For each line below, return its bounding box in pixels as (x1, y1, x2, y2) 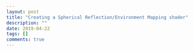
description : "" (6, 20, 47, 26)
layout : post (6, 8, 39, 15)
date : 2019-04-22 (6, 25, 50, 32)
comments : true (6, 36, 45, 42)
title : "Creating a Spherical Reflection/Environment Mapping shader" (6, 14, 189, 20)
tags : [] (6, 31, 28, 37)
